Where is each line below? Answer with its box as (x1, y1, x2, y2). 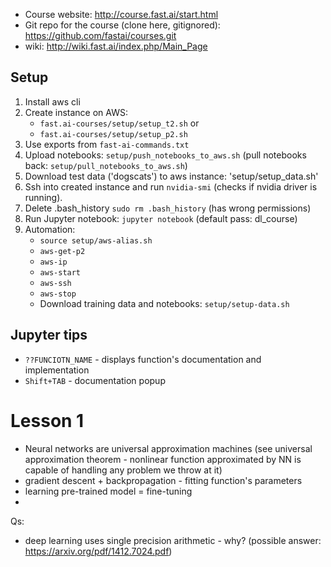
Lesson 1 (10, 409, 85, 432)
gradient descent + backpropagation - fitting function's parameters (24, 474, 303, 486)
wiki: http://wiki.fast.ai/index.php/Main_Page (24, 40, 208, 52)
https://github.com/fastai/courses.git (24, 30, 177, 41)
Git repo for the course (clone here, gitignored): (24, 19, 221, 31)
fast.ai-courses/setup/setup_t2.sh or (39, 117, 200, 129)
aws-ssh (39, 278, 72, 288)
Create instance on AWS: (24, 106, 128, 118)
